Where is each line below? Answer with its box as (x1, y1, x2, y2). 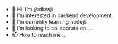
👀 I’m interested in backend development (11, 12, 112, 19)
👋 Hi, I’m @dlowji (11, 6, 53, 12)
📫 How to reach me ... (11, 32, 67, 38)
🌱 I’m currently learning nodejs (11, 18, 87, 25)
